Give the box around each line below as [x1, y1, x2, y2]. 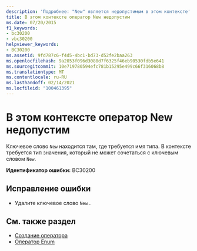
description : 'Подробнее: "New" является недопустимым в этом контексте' [6, 8, 191, 15]
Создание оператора [14, 232, 68, 239]
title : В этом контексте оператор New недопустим [6, 14, 131, 20]
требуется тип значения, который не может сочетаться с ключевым [6, 148, 179, 156]
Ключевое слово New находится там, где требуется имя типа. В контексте [6, 143, 191, 150]
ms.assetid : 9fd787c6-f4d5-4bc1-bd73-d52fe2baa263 [6, 52, 133, 58]
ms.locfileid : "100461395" [6, 85, 72, 91]
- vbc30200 [6, 36, 33, 42]
